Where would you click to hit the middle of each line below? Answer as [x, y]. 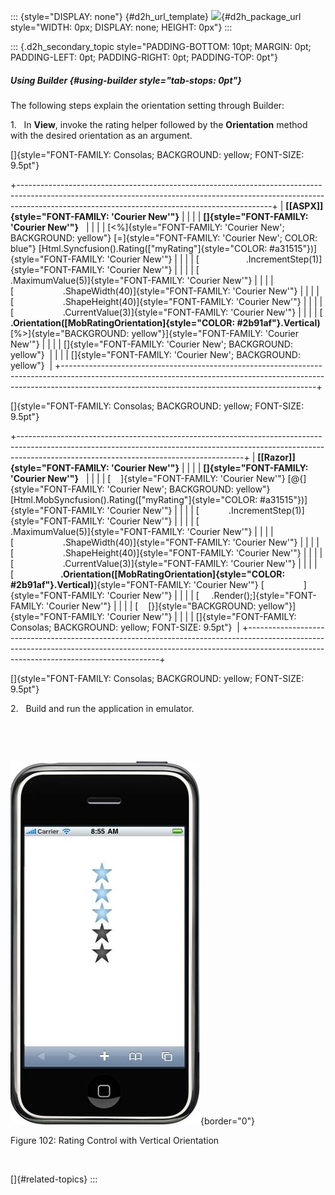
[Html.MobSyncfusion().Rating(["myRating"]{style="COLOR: [134, 499]
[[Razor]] [276, 457]
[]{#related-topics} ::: [54, 1179]
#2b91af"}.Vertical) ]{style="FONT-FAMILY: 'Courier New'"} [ [137, 584]
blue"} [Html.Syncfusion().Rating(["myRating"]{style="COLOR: [139, 248]
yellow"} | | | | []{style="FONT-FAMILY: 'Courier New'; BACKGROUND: [155, 354]
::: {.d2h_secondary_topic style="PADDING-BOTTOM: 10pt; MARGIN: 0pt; [161, 46]
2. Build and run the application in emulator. [102, 708]
